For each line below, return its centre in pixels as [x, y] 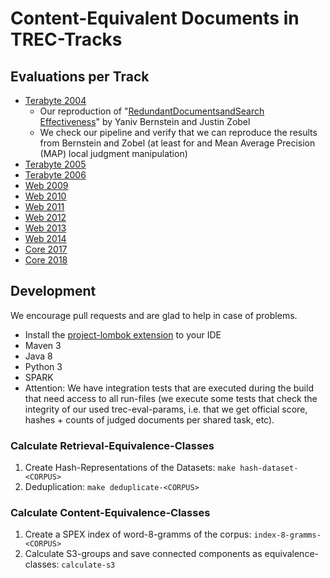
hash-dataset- [269, 468]
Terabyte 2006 [55, 175]
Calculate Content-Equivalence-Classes [110, 513]
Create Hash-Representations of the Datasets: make [130, 468]
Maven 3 [43, 345]
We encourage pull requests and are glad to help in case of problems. [154, 315]
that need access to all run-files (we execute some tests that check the [171, 398]
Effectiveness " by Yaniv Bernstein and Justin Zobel [145, 121]
